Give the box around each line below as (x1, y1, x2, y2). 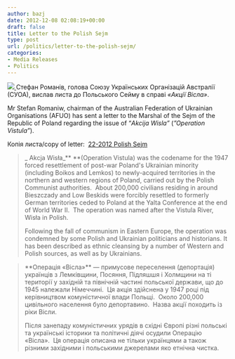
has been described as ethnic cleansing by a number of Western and (24, 242, 224, 250)
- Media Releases (7, 56, 58, 63)
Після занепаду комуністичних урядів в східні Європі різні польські (24, 321, 227, 329)
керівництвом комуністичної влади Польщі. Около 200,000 (24, 292, 204, 301)
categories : (7, 50, 42, 57)
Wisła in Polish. (24, 213, 69, 221)
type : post (7, 37, 39, 44)
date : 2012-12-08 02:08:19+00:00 (7, 17, 105, 24)
